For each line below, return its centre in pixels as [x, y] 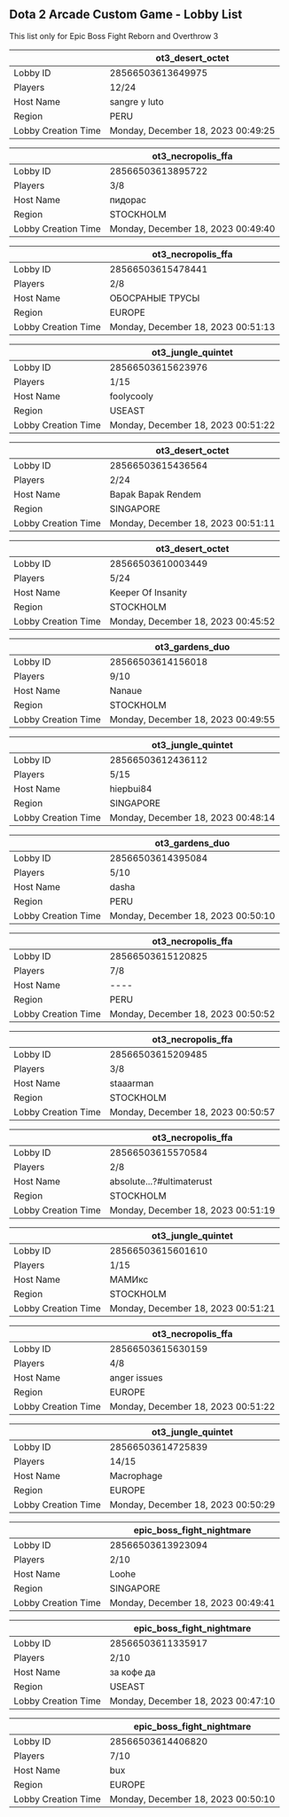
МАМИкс [129, 1279]
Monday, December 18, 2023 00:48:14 [192, 817]
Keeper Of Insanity [148, 592]
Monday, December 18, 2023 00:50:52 [192, 1013]
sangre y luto [137, 101]
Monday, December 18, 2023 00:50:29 [192, 1505]
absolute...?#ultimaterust [161, 1181]
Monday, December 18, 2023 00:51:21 [192, 1308]
